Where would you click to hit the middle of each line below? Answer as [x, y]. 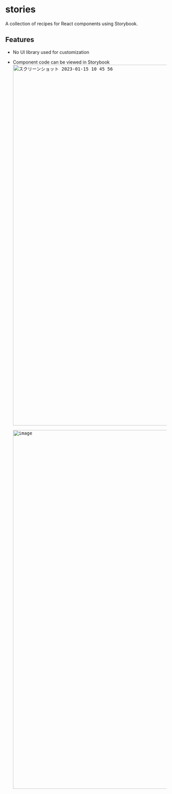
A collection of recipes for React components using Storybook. [72, 24]
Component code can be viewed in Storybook [61, 62]
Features [20, 40]
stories [20, 9]
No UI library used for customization [51, 52]
